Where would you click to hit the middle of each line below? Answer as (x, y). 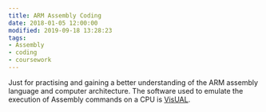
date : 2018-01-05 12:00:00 (53, 23)
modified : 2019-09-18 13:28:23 (60, 30)
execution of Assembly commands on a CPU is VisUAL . (99, 99)
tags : (17, 38)
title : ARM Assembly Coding (55, 15)
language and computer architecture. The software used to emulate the (126, 91)
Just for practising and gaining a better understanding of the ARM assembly (133, 82)
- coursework (30, 60)
